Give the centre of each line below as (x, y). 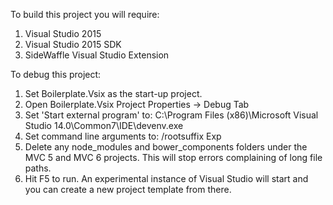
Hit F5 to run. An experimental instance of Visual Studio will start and (166, 178)
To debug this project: (56, 74)
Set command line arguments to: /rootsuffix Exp (123, 136)
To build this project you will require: (85, 14)
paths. (38, 168)
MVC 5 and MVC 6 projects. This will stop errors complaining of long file (173, 157)
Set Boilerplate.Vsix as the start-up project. (113, 93)
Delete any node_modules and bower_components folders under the (166, 147)
